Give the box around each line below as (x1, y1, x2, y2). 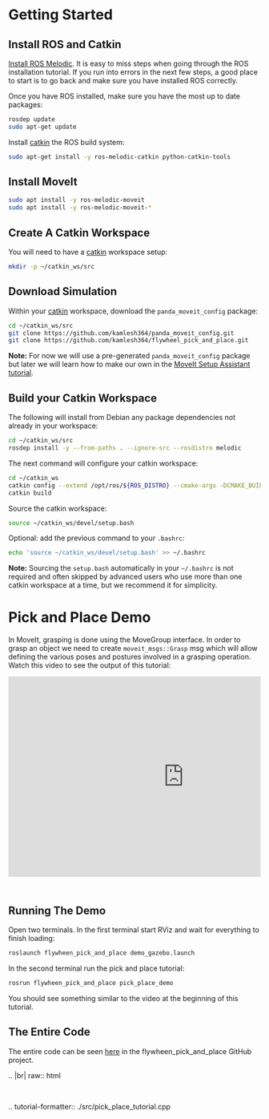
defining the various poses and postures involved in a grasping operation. (8, 652, 251, 662)
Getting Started (8, 6, 114, 24)
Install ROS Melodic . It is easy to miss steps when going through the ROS (8, 59, 249, 68)
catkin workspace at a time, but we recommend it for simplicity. (8, 580, 218, 590)
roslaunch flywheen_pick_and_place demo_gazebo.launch (8, 949, 195, 957)
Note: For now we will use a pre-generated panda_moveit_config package (8, 351, 251, 361)
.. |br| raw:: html (8, 1070, 62, 1080)
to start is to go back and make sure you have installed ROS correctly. (8, 76, 239, 85)
